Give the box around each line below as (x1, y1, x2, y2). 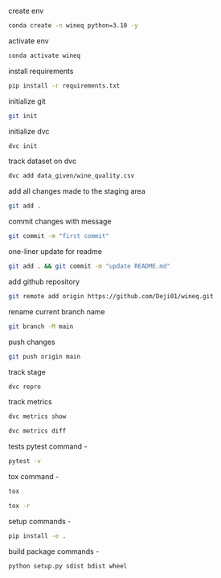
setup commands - (8, 516, 72, 526)
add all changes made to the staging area (8, 187, 146, 196)
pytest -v (8, 457, 42, 465)
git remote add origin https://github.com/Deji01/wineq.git (8, 292, 215, 300)
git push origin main (8, 352, 81, 360)
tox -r (8, 502, 31, 510)
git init (8, 112, 38, 120)
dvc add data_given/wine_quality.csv (8, 172, 135, 180)
